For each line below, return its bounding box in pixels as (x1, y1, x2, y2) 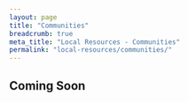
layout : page (9, 12, 58, 22)
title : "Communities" (9, 21, 90, 30)
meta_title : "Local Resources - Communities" (9, 37, 180, 47)
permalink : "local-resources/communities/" (9, 46, 173, 55)
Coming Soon (9, 78, 86, 93)
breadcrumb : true (9, 29, 74, 38)
